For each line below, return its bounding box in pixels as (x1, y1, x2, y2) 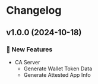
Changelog (6, 4, 62, 17)
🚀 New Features (6, 45, 53, 54)
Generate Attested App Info (23, 71, 91, 78)
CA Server (14, 58, 40, 66)
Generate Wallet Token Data (23, 65, 93, 72)
